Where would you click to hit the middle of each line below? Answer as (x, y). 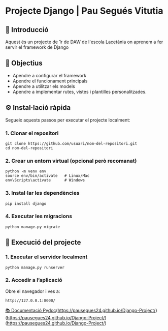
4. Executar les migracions (39, 216)
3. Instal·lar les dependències (42, 193)
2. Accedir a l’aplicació (34, 280)
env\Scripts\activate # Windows (45, 180)
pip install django (26, 203)
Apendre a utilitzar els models (44, 86)
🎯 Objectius (24, 63)
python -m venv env (26, 171)
